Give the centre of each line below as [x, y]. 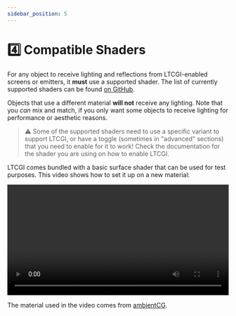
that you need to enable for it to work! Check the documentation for [122, 146]
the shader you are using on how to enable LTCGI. [97, 153]
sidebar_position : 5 [38, 14]
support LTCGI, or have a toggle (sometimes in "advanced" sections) [124, 138]
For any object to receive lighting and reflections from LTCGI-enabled [108, 74]
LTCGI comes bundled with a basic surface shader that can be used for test [117, 167]
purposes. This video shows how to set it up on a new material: [99, 175]
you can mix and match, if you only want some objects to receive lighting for [118, 110]
